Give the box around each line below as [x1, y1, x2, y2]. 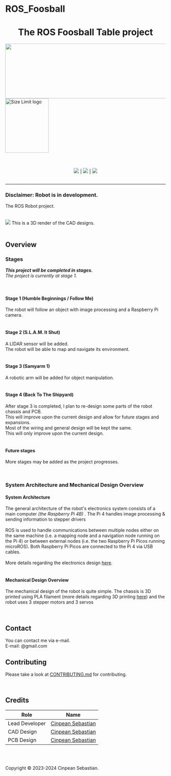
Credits [5, 696, 30, 705]
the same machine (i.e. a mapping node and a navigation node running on [5, 533, 160, 539]
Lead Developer [8, 720, 46, 727]
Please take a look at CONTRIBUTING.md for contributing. [5, 671, 127, 678]
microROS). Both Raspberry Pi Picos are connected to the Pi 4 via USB [5, 543, 153, 550]
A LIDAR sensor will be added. [5, 341, 69, 347]
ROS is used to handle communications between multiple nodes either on [5, 527, 159, 534]
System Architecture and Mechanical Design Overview [5, 481, 144, 489]
